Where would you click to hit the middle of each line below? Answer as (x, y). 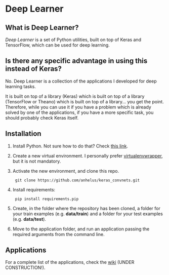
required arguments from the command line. (58, 234)
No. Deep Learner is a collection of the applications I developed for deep (81, 81)
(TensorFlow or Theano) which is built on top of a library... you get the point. (85, 101)
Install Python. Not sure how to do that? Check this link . (70, 146)
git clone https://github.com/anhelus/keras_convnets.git (77, 180)
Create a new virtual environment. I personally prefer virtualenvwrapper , (88, 155)
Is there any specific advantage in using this (76, 61)
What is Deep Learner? (42, 28)
